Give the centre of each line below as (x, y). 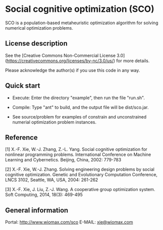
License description (36, 44)
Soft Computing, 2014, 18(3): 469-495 (44, 195)
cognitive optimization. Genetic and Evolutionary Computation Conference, (81, 175)
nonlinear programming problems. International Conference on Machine (78, 154)
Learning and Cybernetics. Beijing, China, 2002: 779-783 (63, 160)
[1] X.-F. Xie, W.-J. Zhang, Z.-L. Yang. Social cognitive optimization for (76, 150)
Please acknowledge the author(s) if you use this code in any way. (73, 70)
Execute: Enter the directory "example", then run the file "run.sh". (78, 98)
